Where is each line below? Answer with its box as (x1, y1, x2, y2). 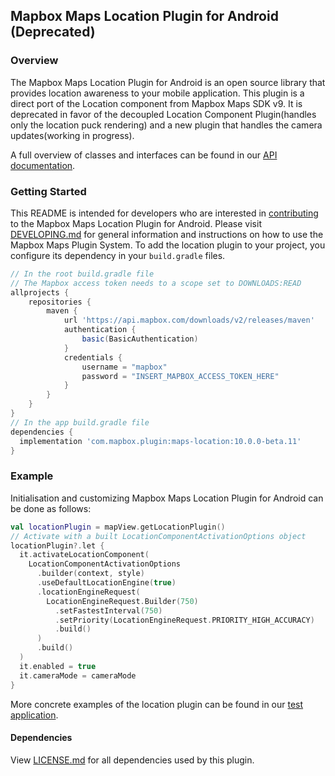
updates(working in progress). (10, 129, 135, 141)
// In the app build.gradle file (10, 417, 150, 428)
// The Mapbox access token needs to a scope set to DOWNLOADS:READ (10, 278, 302, 288)
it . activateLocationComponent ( (19, 550, 150, 560)
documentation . (10, 159, 76, 171)
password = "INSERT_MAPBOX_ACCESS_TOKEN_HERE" (81, 371, 280, 381)
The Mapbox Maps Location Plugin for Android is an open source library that (10, 76, 326, 88)
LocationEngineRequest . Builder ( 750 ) (46, 596, 199, 606)
